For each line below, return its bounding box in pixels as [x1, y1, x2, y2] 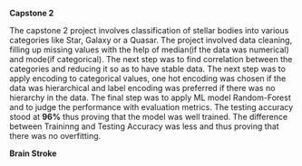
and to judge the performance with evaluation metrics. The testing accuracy [9, 102, 294, 112]
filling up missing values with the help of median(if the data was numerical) [9, 44, 290, 55]
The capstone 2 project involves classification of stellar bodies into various [9, 25, 289, 35]
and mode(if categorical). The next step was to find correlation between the [9, 54, 293, 64]
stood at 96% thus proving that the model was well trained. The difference [9, 112, 288, 122]
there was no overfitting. [9, 131, 102, 141]
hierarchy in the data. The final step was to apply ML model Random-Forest [9, 92, 292, 103]
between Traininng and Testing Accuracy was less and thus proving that [9, 121, 279, 132]
